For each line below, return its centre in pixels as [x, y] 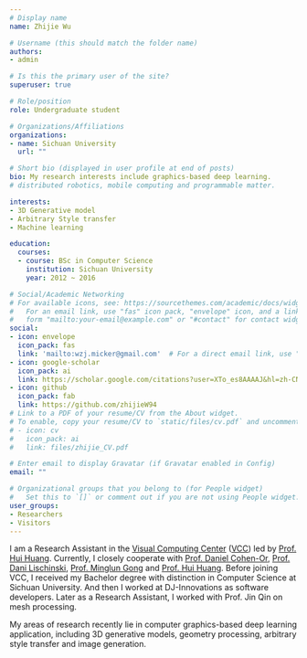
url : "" [32, 152]
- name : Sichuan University [63, 143]
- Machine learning [47, 228]
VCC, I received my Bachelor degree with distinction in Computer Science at [153, 578]
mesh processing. [43, 607]
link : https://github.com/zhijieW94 [87, 405]
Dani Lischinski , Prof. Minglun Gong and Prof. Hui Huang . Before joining [144, 568]
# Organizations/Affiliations [67, 126]
